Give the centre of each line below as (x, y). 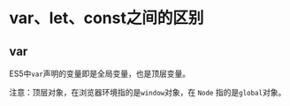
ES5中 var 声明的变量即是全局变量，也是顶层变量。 (100, 73)
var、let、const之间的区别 (107, 18)
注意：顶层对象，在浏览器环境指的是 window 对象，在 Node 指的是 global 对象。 (148, 92)
